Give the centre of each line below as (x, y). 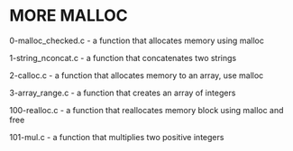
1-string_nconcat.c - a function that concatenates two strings (123, 58)
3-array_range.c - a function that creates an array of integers (123, 93)
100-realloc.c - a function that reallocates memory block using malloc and (146, 110)
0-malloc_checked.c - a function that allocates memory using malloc (137, 40)
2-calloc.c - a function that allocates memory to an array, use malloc (137, 75)
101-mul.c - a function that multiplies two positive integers (117, 137)
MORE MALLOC (69, 16)
